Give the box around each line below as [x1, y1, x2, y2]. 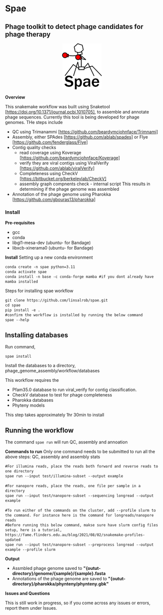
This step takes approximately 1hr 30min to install [5, 412, 104, 418]
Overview [5, 94, 25, 100]
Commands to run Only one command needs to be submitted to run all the [5, 448, 155, 454]
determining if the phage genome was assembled [19, 186, 120, 192]
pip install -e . [5, 308, 41, 313]
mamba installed [5, 279, 38, 284]
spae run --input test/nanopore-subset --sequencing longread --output [5, 493, 154, 498]
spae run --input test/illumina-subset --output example [5, 473, 123, 478]
